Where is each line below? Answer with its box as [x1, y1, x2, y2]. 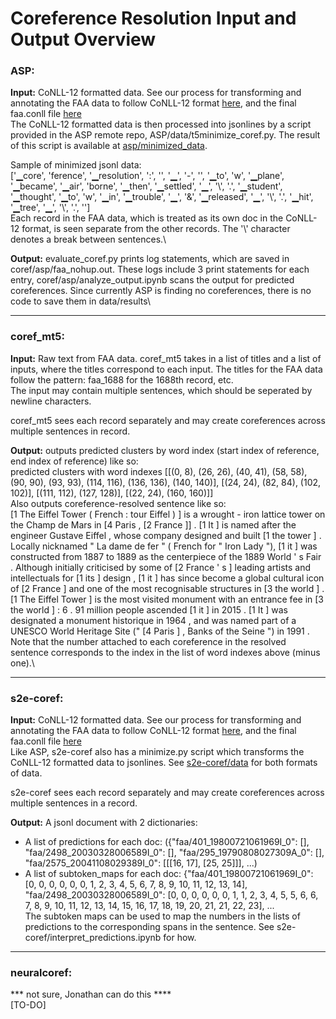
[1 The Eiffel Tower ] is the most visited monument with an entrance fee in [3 [10, 593, 324, 605]
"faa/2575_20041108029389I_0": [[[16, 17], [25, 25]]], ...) [24, 857, 258, 869]
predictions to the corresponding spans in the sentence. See [24, 921, 275, 933]
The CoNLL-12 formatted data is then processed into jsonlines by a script [10, 118, 312, 131]
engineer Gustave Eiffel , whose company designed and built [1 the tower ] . [10, 529, 322, 541]
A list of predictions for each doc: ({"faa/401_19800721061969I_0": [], [24, 836, 310, 848]
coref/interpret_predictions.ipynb [24, 932, 162, 944]
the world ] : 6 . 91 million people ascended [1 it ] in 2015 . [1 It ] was [10, 603, 288, 616]
